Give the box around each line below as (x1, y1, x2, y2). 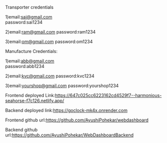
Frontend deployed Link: (5, 92, 55, 98)
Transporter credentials (5, 4, 54, 10)
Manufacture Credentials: (5, 48, 57, 54)
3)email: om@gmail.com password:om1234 (5, 38, 93, 44)
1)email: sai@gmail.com (5, 14, 52, 19)
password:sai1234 (5, 19, 43, 25)
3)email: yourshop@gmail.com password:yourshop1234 (5, 82, 119, 88)
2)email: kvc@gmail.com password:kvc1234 (5, 73, 94, 79)
